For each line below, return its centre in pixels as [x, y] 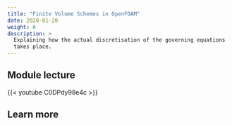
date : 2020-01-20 [33, 20]
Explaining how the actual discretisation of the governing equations [120, 40]
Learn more [33, 115]
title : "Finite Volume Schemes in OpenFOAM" [74, 14]
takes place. [33, 47]
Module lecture [41, 75]
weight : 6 [22, 27]
